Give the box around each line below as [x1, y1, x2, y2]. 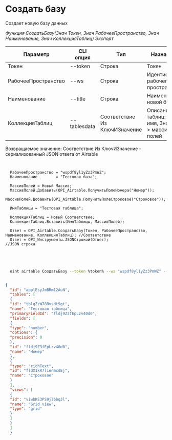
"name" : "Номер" [10, 349, 45, 354]
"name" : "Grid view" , [10, 402, 56, 407]
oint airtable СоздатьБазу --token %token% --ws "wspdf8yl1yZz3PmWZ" [10, 268, 161, 274]
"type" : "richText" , [10, 363, 54, 369]
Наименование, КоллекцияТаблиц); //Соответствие [5, 233, 111, 238]
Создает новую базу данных [5, 20, 68, 26]
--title [70, 95, 86, 102]
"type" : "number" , [10, 325, 50, 330]
